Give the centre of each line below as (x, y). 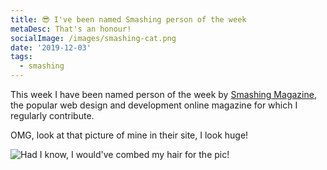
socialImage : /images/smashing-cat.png (93, 38)
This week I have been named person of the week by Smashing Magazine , (163, 94)
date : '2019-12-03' (51, 47)
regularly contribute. (52, 115)
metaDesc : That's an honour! (71, 29)
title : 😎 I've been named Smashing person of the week (128, 19)
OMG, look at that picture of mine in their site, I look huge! (129, 135)
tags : (21, 57)
